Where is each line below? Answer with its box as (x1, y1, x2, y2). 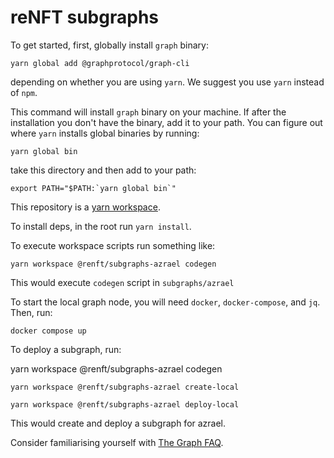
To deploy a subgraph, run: (10, 343, 122, 355)
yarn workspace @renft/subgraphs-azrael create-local (10, 382, 240, 392)
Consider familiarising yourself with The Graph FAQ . (10, 436, 224, 448)
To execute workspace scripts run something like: (10, 239, 216, 251)
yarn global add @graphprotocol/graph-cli (10, 58, 190, 68)
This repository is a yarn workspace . (10, 201, 161, 213)
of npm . (10, 86, 38, 98)
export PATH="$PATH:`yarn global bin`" (10, 183, 177, 193)
